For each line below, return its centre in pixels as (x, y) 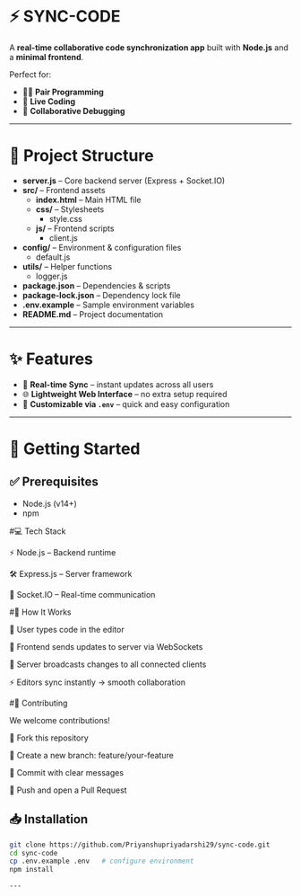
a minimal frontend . (47, 57)
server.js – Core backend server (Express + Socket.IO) (124, 181)
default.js (53, 257)
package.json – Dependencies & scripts (96, 285)
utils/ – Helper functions (67, 266)
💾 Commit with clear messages (66, 772)
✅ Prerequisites (54, 482)
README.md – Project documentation (93, 314)
